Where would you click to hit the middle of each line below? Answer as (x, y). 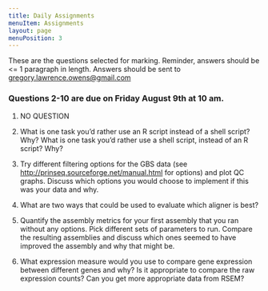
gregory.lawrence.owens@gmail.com (70, 78)
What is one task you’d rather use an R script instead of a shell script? (135, 131)
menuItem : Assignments (46, 23)
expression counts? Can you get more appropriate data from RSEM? (132, 278)
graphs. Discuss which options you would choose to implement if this (134, 181)
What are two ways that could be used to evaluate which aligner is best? (139, 205)
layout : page (30, 30)
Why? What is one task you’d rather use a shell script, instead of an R (134, 140)
